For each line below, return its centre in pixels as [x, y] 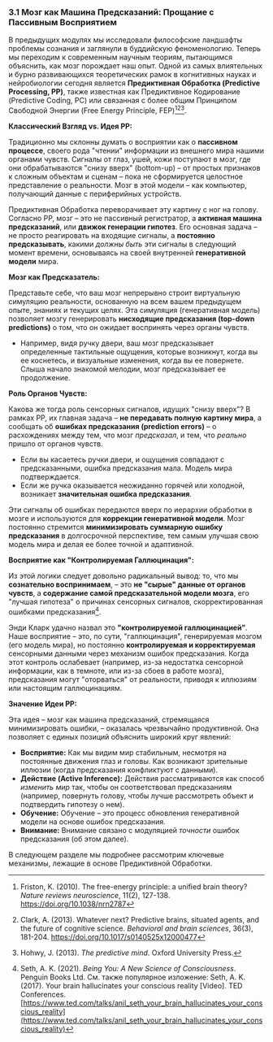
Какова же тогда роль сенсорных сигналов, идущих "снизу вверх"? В [130, 409]
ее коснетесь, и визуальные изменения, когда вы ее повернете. [132, 360]
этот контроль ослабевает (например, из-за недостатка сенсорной [126, 662]
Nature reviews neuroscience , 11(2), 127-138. [95, 895]
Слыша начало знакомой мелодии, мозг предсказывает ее [123, 369]
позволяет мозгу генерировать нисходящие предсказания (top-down [132, 319]
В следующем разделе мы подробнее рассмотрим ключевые [116, 854]
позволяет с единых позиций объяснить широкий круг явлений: [120, 736]
